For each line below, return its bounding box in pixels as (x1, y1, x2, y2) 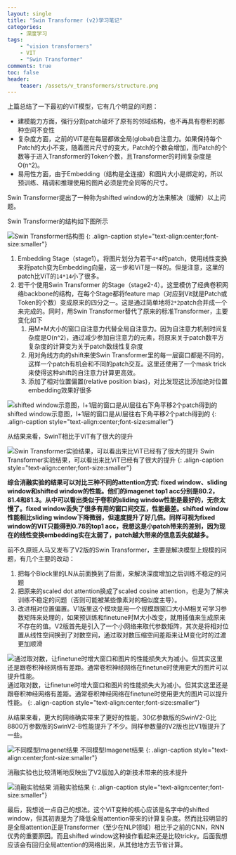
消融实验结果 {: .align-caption (52, 783, 138, 792)
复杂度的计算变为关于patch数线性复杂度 (27, 342, 143, 351)
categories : (7, 23, 42, 30)
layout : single (7, 10, 52, 18)
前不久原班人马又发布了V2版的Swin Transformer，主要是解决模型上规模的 (7, 545, 221, 555)
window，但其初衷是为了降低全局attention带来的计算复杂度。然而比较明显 (7, 814, 222, 823)
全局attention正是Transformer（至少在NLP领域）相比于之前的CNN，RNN (13, 823, 225, 832)
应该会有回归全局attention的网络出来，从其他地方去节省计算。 (7, 840, 187, 849)
